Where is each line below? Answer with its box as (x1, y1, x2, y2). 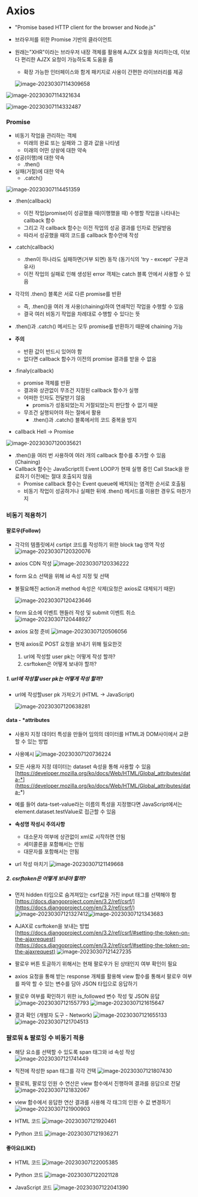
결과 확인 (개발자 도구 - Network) (14, 1011, 93, 1019)
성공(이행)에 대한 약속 (14, 154, 65, 161)
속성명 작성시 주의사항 (14, 820, 66, 828)
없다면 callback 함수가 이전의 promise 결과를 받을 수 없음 (23, 356, 157, 363)
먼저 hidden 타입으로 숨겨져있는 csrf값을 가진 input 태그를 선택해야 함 (14, 891, 176, 898)
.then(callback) (14, 197, 52, 204)
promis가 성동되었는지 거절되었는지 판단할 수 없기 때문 (32, 402, 158, 409)
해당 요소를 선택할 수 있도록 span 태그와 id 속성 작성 (14, 1048, 135, 1055)
